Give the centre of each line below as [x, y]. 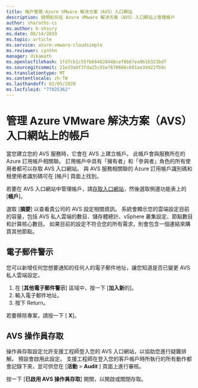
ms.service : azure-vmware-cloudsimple [54, 45]
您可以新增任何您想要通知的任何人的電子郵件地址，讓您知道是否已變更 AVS [98, 267]
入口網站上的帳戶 [48, 136]
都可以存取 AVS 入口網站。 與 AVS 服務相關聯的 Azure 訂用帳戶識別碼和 [104, 169]
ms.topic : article [29, 39]
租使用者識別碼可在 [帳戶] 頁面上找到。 [54, 176]
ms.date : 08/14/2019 [32, 34]
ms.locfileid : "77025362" [38, 90]
